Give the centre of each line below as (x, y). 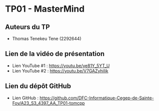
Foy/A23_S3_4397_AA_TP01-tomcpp (48, 103)
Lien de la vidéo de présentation (55, 54)
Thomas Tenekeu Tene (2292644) (47, 38)
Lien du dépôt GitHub (38, 86)
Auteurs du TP (28, 27)
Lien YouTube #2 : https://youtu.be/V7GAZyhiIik (60, 71)
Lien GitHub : (25, 98)
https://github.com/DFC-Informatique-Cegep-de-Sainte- (97, 98)
